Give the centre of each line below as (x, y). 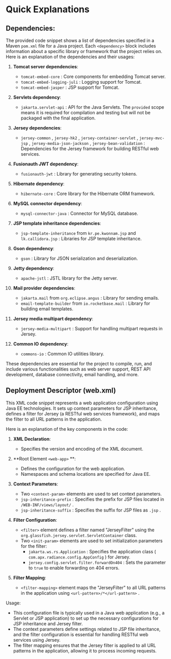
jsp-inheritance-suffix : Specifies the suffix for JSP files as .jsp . (91, 510)
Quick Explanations (48, 9)
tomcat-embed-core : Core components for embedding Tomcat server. (93, 77)
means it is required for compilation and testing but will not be (85, 113)
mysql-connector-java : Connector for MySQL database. (79, 213)
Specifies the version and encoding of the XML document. (82, 449)
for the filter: (34, 546)
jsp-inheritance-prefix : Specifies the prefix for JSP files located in (92, 499)
